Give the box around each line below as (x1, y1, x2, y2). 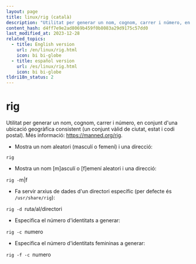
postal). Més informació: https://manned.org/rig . (6, 132, 123, 139)
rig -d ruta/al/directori (6, 206, 63, 213)
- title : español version (11, 58, 75, 64)
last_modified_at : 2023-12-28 (6, 31, 80, 37)
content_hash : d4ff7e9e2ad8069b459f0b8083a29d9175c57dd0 (6, 25, 148, 31)
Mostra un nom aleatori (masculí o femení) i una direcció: (14, 143, 153, 150)
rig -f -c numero (6, 251, 52, 258)
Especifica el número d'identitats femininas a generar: (14, 240, 146, 247)
